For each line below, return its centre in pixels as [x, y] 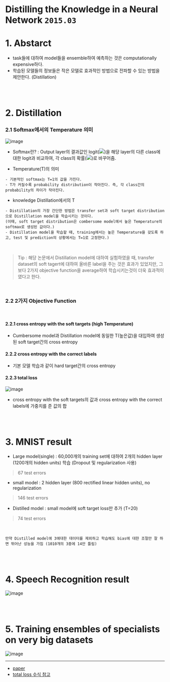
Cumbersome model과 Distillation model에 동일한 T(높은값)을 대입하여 [84, 336]
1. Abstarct [28, 43]
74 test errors [32, 519]
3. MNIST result [39, 442]
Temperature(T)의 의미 [36, 169]
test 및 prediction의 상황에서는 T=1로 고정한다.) [61, 238]
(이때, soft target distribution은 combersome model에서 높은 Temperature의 [84, 222]
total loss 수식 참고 [31, 674]
